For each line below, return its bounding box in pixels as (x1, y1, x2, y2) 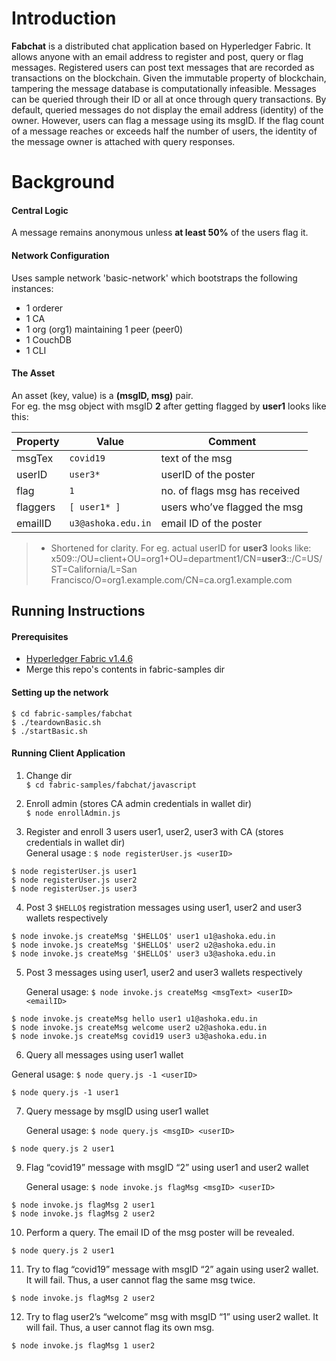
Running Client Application (11, 747, 126, 759)
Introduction (11, 7, 117, 30)
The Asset (11, 367, 56, 379)
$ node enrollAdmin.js (25, 808, 121, 818)
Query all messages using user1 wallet (25, 1048, 184, 1061)
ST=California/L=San (50, 563, 138, 575)
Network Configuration (11, 249, 110, 261)
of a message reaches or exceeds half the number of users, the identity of (11, 125, 318, 137)
